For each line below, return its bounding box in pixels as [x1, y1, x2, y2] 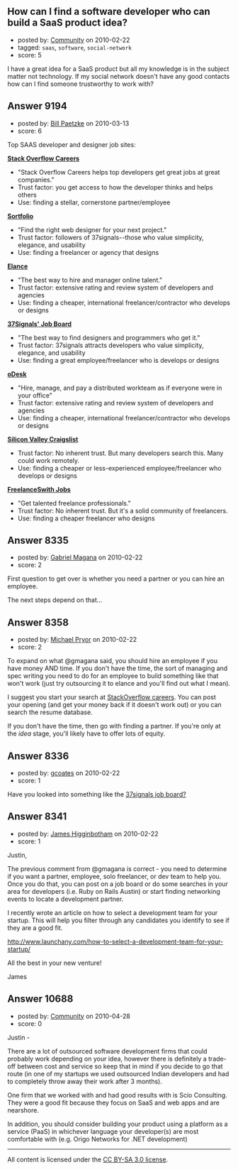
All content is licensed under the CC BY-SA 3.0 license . [7, 1155, 169, 1164]
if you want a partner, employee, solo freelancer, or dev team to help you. [7, 872, 222, 880]
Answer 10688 [7, 993, 74, 1005]
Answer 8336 [7, 750, 69, 762]
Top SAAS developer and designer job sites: [7, 140, 136, 148]
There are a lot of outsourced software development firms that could [7, 1046, 208, 1055]
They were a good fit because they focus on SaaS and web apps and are [7, 1098, 220, 1107]
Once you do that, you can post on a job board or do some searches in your [7, 880, 229, 888]
